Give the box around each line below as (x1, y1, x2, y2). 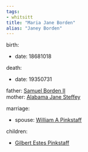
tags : (6, 8, 20, 15)
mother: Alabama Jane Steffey (6, 93, 81, 101)
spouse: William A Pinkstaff (14, 117, 82, 124)
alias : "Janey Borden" (6, 25, 62, 31)
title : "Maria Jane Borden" (6, 20, 76, 25)
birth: (6, 41, 20, 48)
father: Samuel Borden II (6, 87, 66, 95)
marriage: (6, 105, 30, 112)
